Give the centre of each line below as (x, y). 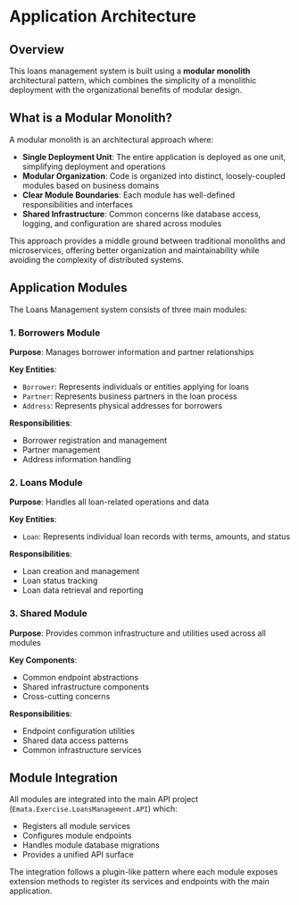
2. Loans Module (46, 482)
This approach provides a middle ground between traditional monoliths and (147, 241)
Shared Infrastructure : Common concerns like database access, (141, 214)
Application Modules (68, 288)
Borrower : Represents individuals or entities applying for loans (136, 386)
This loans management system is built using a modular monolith (130, 71)
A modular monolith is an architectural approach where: (112, 140)
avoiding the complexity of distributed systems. (97, 259)
